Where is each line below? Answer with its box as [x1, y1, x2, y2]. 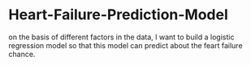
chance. [8, 49, 36, 59]
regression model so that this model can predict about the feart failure [8, 40, 243, 50]
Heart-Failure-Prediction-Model [8, 6, 229, 24]
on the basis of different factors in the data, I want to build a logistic [8, 32, 235, 42]
